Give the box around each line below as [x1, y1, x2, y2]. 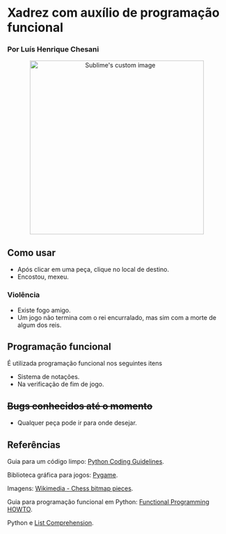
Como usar [7, 247, 56, 259]
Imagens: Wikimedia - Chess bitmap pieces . [7, 485, 134, 493]
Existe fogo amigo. [17, 306, 71, 314]
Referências [7, 439, 61, 451]
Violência [7, 290, 40, 300]
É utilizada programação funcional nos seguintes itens [7, 359, 163, 368]
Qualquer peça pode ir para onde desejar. [17, 419, 138, 427]
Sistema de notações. [17, 373, 80, 381]
